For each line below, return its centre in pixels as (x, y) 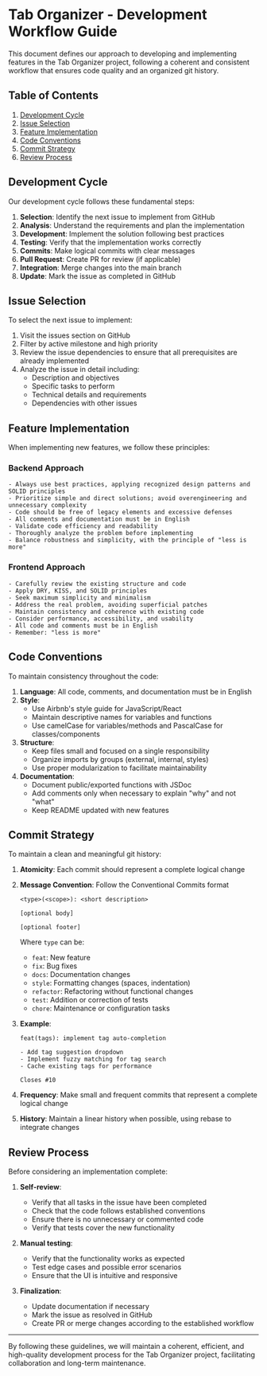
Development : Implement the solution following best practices (122, 233)
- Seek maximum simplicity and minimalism (79, 598)
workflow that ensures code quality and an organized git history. (114, 70)
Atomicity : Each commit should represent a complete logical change (132, 870)
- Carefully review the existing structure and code (97, 584)
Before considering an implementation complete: (88, 1171)
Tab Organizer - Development (108, 15)
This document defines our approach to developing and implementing (122, 53)
